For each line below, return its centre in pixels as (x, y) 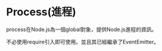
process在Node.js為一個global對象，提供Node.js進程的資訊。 (82, 29)
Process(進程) (41, 12)
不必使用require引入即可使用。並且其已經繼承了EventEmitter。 (83, 42)
